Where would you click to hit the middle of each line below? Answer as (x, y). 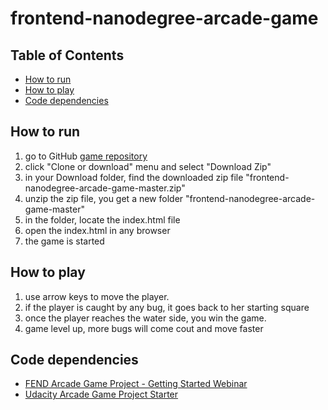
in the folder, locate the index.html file (102, 219)
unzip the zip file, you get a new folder (104, 198)
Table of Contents (67, 55)
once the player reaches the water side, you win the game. (145, 318)
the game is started (64, 241)
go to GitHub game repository (86, 156)
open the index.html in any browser (97, 230)
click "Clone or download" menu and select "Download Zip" (148, 166)
